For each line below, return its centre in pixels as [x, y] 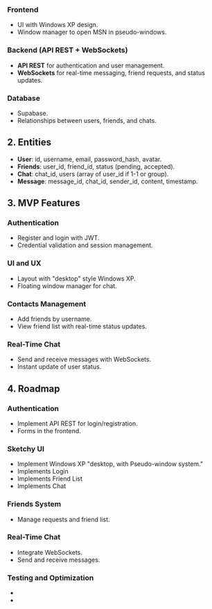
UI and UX [24, 263]
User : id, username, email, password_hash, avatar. [89, 159]
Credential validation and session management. [85, 245]
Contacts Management [47, 303]
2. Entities [29, 143]
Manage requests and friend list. [63, 519]
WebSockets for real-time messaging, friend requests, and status [111, 73]
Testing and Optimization [51, 578]
